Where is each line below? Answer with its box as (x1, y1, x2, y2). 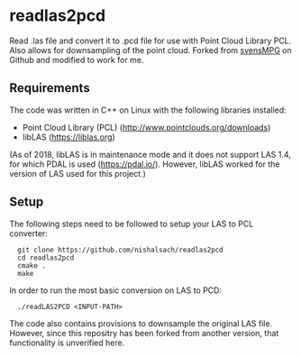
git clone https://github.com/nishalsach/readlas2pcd (17, 245, 223, 254)
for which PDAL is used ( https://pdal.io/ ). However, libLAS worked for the (9, 159, 280, 169)
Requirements (9, 80, 90, 96)
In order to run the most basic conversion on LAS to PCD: (9, 285, 223, 296)
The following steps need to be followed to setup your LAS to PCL (9, 218, 254, 229)
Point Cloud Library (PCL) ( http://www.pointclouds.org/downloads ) (22, 122, 271, 133)
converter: (9, 227, 48, 239)
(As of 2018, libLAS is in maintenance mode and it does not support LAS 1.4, (9, 149, 291, 160)
